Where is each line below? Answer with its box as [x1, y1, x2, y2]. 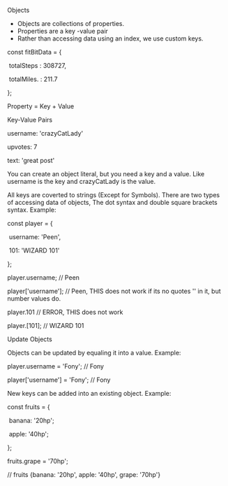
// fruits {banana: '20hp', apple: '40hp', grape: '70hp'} [7, 471, 161, 478]
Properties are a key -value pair [17, 27, 108, 35]
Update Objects [7, 335, 52, 343]
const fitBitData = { [7, 48, 62, 56]
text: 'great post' [7, 157, 55, 164]
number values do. [7, 294, 61, 303]
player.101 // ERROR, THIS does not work [7, 308, 123, 316]
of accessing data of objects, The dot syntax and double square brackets [7, 199, 218, 206]
